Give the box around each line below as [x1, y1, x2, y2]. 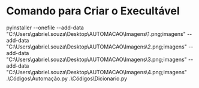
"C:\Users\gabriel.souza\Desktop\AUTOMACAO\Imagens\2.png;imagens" [6, 43, 188, 50]
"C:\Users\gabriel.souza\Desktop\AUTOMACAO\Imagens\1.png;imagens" [6, 30, 186, 37]
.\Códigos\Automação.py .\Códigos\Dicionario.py [6, 75, 128, 82]
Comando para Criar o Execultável [6, 4, 180, 18]
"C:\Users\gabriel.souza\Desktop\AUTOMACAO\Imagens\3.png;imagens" [6, 56, 187, 63]
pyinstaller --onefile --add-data [6, 24, 84, 31]
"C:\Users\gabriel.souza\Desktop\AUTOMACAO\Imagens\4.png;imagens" [6, 68, 188, 75]
